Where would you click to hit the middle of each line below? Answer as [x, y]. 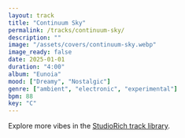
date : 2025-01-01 [37, 60]
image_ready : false [40, 52]
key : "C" [22, 103]
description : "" [35, 37]
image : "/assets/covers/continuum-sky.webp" [82, 45]
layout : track [31, 15]
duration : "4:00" [37, 67]
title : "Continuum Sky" [47, 23]
